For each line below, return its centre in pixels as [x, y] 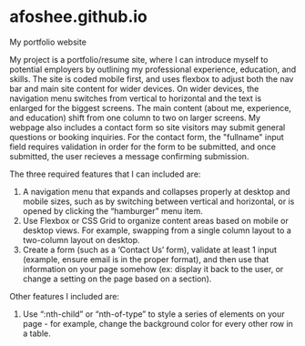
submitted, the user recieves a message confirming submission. [129, 156]
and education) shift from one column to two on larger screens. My [135, 117]
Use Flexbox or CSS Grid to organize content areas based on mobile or [155, 220]
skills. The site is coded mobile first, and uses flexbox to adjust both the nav [152, 78]
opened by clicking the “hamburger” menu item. [112, 210]
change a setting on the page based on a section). [117, 279]
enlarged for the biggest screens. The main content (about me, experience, [150, 107]
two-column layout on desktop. [81, 239]
